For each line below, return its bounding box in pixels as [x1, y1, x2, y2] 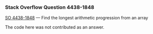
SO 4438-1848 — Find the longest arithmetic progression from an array [5, 15, 148, 21]
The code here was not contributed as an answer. [5, 24, 104, 30]
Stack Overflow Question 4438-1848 [5, 4, 95, 11]
